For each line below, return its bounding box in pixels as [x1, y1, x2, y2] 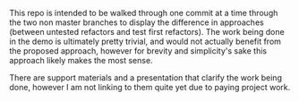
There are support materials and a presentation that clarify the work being [9, 72, 282, 83]
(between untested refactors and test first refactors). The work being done [9, 27, 285, 37]
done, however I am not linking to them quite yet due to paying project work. [9, 82, 291, 92]
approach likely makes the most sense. [9, 55, 154, 65]
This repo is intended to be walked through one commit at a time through [9, 8, 278, 18]
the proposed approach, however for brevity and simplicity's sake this [9, 46, 267, 56]
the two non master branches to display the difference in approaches [9, 17, 264, 28]
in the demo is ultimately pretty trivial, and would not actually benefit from [9, 36, 282, 46]
